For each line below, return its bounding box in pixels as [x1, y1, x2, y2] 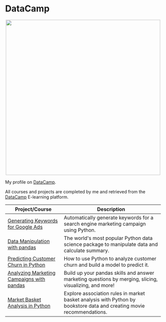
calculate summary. [64, 247, 110, 254]
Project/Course [14, 206, 52, 213]
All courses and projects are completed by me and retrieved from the [5, 188, 146, 194]
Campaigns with [7, 275, 45, 282]
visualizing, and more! [64, 282, 115, 289]
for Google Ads [7, 223, 43, 230]
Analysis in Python [7, 302, 51, 309]
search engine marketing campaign [64, 220, 146, 227]
